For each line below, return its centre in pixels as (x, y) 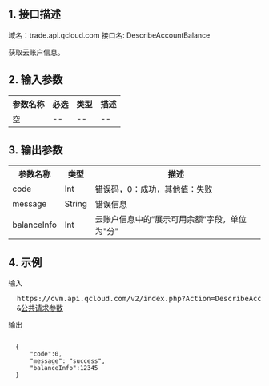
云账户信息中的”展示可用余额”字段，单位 (171, 220)
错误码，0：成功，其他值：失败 (154, 189)
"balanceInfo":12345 (64, 368)
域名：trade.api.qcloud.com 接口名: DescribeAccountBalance (109, 35)
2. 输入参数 (36, 80)
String (76, 204)
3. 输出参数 (36, 150)
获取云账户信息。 (36, 52)
